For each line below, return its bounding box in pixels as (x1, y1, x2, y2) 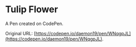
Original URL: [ (5, 30, 36, 36)
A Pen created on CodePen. (5, 20, 63, 27)
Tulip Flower (5, 4, 58, 15)
